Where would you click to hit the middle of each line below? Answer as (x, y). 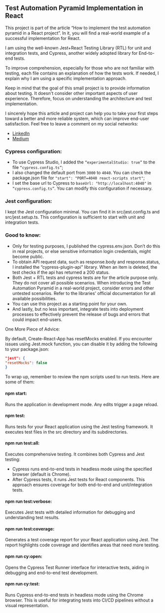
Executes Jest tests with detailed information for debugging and (70, 512)
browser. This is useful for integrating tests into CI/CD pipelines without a (79, 600)
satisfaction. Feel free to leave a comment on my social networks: (72, 123)
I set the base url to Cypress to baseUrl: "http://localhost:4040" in (82, 183)
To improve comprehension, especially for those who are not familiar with (80, 68)
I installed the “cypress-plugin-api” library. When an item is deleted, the (85, 267)
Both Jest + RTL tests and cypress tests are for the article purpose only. (85, 277)
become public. (28, 256)
